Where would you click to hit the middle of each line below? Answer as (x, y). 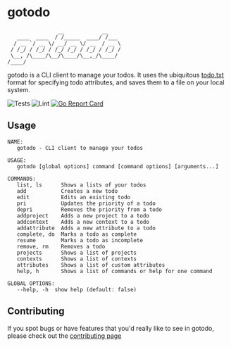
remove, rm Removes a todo (61, 246)
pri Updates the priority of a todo (86, 203)
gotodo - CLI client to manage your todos (80, 148)
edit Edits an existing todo (74, 197)
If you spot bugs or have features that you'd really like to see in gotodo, (111, 328)
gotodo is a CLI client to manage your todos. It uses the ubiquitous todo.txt (115, 75)
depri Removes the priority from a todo (89, 209)
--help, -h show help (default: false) (77, 289)
